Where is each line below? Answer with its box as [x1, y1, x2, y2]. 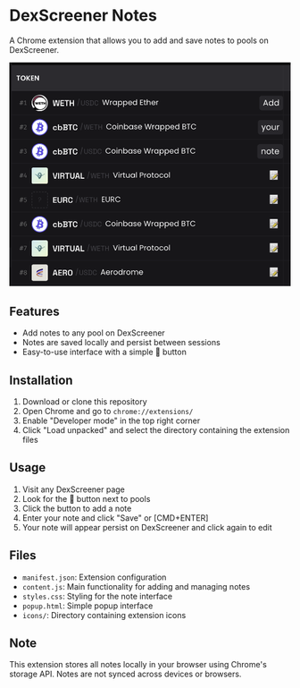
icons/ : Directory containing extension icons [21, 609, 187, 620]
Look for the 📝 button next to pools [21, 493, 151, 504]
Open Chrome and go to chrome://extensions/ [21, 406, 194, 417]
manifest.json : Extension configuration [21, 572, 167, 582]
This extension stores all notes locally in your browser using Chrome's [9, 659, 268, 670]
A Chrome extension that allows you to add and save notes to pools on [9, 35, 270, 46]
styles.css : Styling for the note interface [21, 590, 172, 601]
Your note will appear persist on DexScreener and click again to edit [21, 522, 272, 532]
